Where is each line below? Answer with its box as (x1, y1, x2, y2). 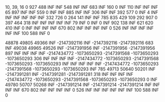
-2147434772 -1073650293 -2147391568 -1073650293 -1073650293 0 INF (5, 76, 158, 82)
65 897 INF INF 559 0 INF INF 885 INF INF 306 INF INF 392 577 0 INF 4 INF (5, 9, 159, 15)
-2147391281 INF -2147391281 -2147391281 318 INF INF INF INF (5, 71, 133, 77)
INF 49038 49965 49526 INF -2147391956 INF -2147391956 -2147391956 (5, 45, 155, 51)
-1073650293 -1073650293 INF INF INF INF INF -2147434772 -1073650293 (5, 61, 159, 67)
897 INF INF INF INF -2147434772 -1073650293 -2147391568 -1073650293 (5, 50, 159, 56)
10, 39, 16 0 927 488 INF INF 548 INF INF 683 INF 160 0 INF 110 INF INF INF (5, 4, 159, 10)
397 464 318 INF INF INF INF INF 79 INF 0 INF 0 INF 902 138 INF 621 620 (5, 20, 154, 26)
